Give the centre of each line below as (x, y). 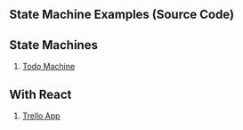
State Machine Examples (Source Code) (121, 15)
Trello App (41, 116)
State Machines (53, 45)
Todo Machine (49, 67)
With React (40, 94)
